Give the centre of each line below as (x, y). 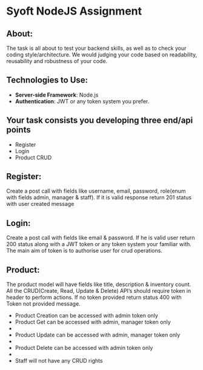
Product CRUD (33, 157)
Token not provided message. (43, 304)
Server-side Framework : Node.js (57, 95)
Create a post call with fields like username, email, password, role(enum (96, 191)
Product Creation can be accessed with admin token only (87, 316)
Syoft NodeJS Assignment (74, 11)
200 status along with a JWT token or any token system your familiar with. (99, 244)
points (19, 130)
